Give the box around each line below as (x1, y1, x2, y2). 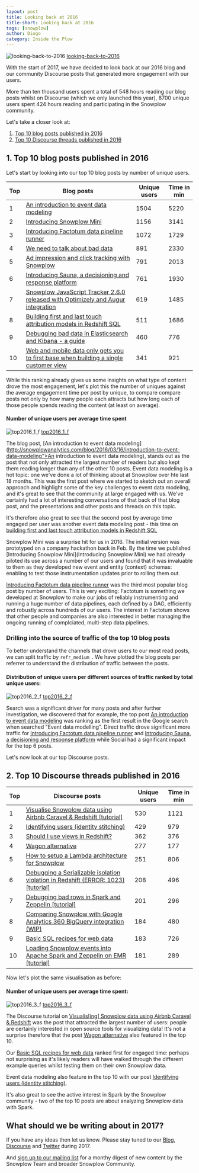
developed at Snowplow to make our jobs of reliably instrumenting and (6, 594, 179, 601)
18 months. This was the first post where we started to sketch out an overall (6, 477, 191, 485)
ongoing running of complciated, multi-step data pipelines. (6, 619, 149, 626)
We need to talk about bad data (25, 244, 113, 252)
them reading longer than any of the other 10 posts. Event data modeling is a (6, 465, 192, 472)
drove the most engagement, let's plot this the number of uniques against (6, 383, 185, 390)
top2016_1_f (41, 428, 69, 435)
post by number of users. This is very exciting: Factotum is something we (6, 588, 185, 595)
